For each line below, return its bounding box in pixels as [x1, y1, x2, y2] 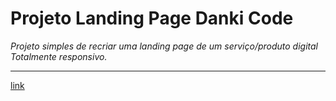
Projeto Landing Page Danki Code [10, 7, 294, 30]
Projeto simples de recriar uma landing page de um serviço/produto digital [10, 40, 319, 52]
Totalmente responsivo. [10, 50, 108, 62]
